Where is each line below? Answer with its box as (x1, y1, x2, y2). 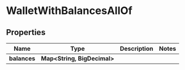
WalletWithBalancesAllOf (6, 4, 133, 17)
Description (120, 45, 154, 52)
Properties (6, 27, 46, 37)
